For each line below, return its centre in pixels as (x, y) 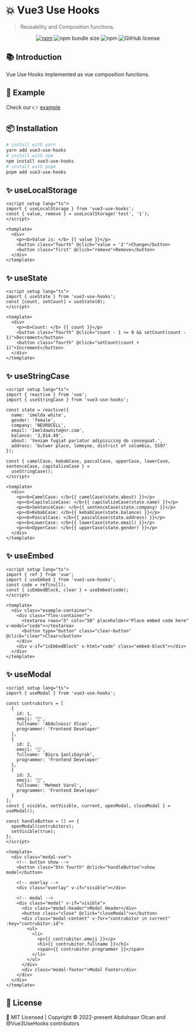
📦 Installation (32, 128)
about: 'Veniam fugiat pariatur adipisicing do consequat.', (87, 441)
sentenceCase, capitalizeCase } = (48, 467)
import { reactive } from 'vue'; (47, 395)
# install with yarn (31, 145)
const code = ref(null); (36, 585)
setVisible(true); (34, 831)
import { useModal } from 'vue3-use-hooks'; (61, 693)
